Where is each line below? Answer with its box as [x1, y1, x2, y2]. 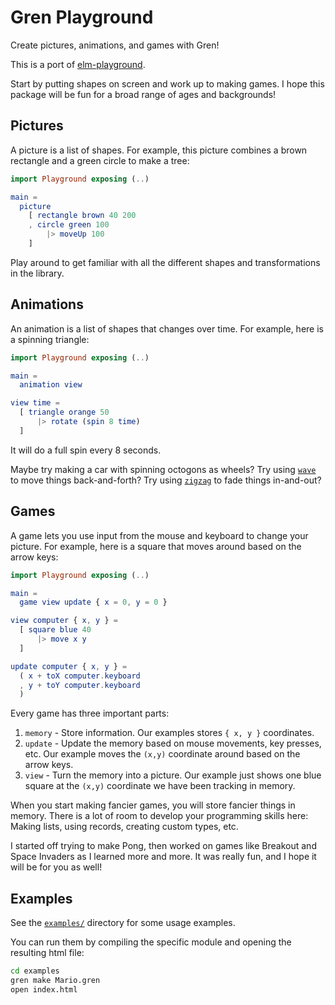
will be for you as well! [10, 861, 103, 873]
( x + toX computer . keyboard [19, 671, 141, 681]
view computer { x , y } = [10, 616, 118, 626]
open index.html [10, 984, 78, 995]
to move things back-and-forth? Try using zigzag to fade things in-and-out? [10, 474, 322, 486]
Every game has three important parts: [10, 707, 170, 720]
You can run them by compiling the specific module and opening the [10, 936, 292, 948]
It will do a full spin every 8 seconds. [10, 444, 162, 456]
